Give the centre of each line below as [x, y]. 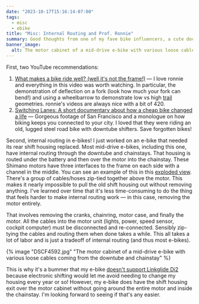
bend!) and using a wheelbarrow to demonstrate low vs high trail [94, 97]
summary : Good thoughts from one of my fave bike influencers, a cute [95, 39]
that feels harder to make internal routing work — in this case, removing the [98, 197]
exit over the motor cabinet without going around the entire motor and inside [99, 288]
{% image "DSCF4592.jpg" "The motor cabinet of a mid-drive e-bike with [96, 251]
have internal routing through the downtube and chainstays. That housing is [98, 153]
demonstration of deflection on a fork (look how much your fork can [97, 91]
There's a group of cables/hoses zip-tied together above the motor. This [94, 178]
